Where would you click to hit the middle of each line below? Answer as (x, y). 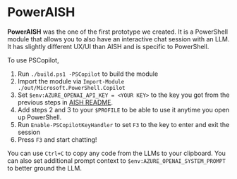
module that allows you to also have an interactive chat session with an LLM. (119, 39)
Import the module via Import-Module (71, 81)
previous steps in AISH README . (65, 102)
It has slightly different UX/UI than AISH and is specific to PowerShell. (108, 46)
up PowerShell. (39, 117)
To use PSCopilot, (33, 60)
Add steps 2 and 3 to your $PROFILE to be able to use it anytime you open (123, 110)
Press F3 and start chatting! (57, 139)
